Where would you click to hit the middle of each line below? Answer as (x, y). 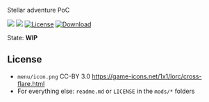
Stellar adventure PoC (39, 10)
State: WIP (23, 38)
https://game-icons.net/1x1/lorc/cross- (147, 76)
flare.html (31, 83)
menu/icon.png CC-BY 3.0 (54, 76)
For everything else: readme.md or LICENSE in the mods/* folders (106, 91)
